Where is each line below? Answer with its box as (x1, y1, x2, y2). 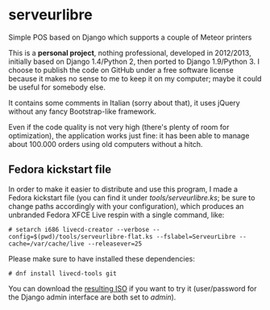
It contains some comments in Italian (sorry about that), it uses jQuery (8, 98, 240, 107)
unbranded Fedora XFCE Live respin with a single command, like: (8, 210, 225, 220)
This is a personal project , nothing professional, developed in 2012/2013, (8, 48, 251, 57)
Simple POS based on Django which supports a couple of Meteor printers (8, 32, 252, 42)
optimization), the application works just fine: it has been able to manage (8, 131, 250, 140)
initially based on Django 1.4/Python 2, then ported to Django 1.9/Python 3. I (8, 57, 260, 66)
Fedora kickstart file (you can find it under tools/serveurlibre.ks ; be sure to (8, 192, 255, 203)
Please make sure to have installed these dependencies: (8, 253, 196, 263)
